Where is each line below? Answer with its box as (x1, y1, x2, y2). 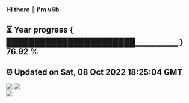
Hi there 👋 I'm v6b (6, 5, 60, 14)
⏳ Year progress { (6, 25, 74, 35)
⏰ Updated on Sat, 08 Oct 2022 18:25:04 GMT (6, 67, 183, 77)
